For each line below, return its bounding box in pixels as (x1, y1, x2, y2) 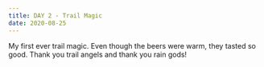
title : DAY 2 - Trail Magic (8, 11, 103, 20)
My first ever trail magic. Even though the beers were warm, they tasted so (8, 41, 256, 50)
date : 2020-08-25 (8, 19, 67, 27)
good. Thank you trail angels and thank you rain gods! (8, 49, 188, 59)
